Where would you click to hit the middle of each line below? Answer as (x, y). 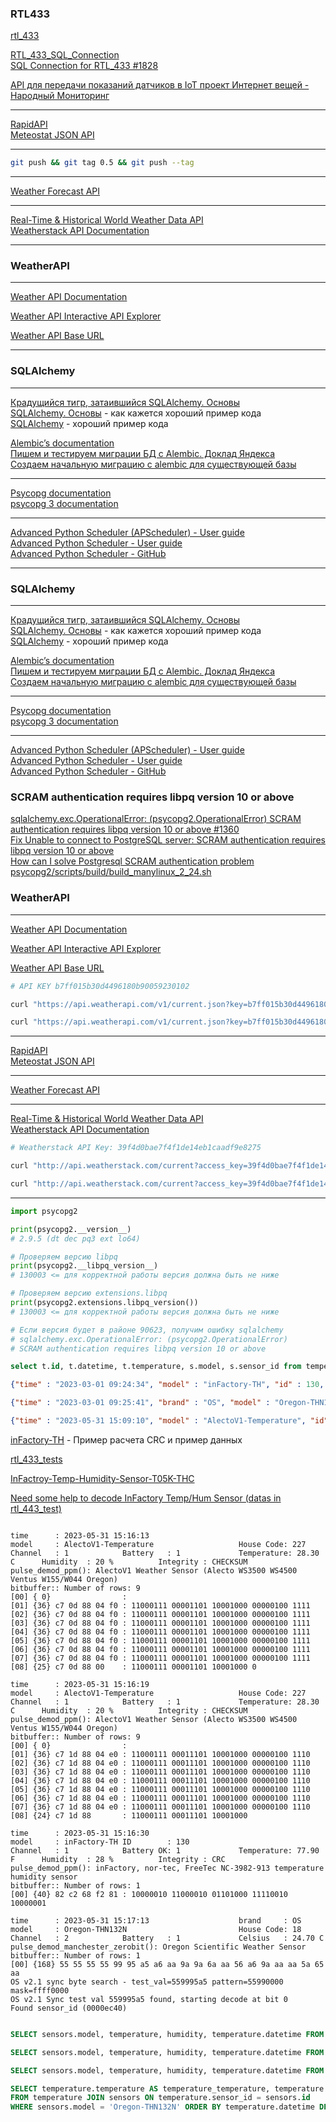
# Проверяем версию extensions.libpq (89, 1293)
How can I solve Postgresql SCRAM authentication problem (132, 861)
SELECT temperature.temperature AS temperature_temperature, (140, 2088)
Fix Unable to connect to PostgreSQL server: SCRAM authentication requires (168, 840)
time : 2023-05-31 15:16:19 (80, 1684)
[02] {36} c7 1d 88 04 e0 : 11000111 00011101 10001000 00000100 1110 (160, 1763)
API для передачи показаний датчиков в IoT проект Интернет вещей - (160, 85)
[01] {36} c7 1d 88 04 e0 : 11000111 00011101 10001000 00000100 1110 (160, 1754)
